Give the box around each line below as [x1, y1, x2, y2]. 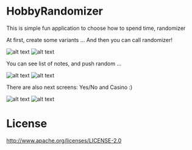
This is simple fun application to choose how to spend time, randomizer [6, 24, 186, 32]
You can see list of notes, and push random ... [6, 60, 122, 67]
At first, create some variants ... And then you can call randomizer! [6, 36, 172, 43]
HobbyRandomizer [6, 4, 104, 18]
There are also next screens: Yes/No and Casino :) [6, 84, 133, 91]
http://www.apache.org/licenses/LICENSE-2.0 [6, 137, 122, 144]
